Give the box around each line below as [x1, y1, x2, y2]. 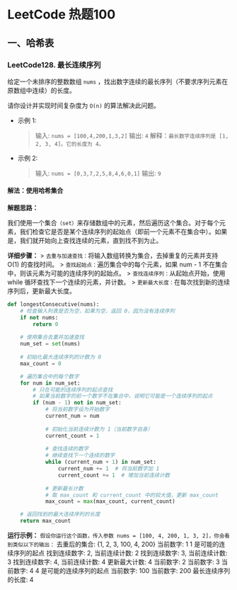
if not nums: [20, 314, 59, 321]
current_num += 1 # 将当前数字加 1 [57, 465, 160, 472]
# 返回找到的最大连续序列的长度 [20, 511, 100, 518]
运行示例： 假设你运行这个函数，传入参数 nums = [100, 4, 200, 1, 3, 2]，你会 [7, 531, 225, 540]
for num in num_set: [20, 380, 81, 387]
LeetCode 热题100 [7, 6, 116, 23]
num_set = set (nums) [20, 341, 81, 348]
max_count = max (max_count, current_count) [45, 498, 175, 505]
